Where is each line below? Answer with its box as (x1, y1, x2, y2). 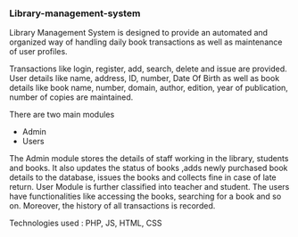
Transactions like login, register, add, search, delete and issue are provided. (9, 63, 287, 74)
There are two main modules (9, 110, 115, 120)
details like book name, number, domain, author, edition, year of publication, (9, 83, 288, 94)
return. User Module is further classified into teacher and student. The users (9, 182, 290, 192)
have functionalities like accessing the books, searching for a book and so (9, 191, 282, 202)
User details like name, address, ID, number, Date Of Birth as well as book (9, 73, 280, 84)
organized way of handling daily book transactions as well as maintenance (9, 37, 283, 47)
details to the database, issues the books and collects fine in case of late (9, 172, 277, 183)
